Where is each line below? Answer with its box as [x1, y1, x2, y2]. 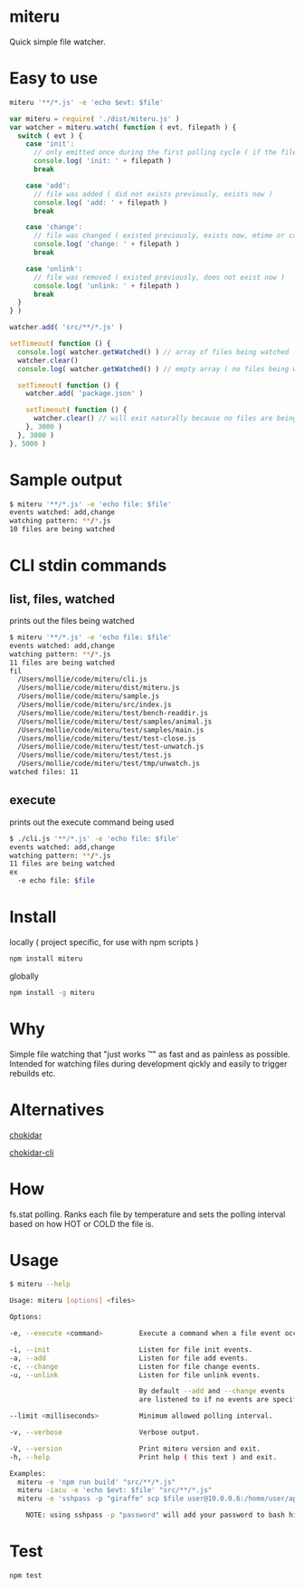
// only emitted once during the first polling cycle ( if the [33, 148, 278, 158]
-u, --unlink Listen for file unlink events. [9, 1370, 261, 1380]
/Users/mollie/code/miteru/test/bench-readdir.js [17, 708, 208, 717]
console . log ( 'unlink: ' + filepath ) [33, 281, 180, 291]
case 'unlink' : [25, 264, 83, 273]
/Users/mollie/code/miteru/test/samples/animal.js [17, 717, 213, 726]
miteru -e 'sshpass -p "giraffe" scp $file [17, 1494, 184, 1504]
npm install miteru [9, 953, 83, 963]
